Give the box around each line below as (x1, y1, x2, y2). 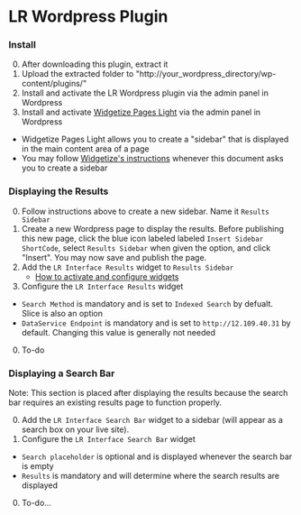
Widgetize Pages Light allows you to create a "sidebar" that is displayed (21, 133, 289, 145)
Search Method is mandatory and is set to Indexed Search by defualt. (21, 298, 274, 308)
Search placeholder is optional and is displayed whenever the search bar (21, 451, 293, 462)
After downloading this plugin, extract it (21, 59, 169, 69)
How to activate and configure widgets (34, 271, 179, 281)
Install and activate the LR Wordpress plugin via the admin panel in (21, 87, 269, 98)
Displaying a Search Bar (8, 367, 115, 380)
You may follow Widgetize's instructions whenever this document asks (21, 153, 285, 164)
